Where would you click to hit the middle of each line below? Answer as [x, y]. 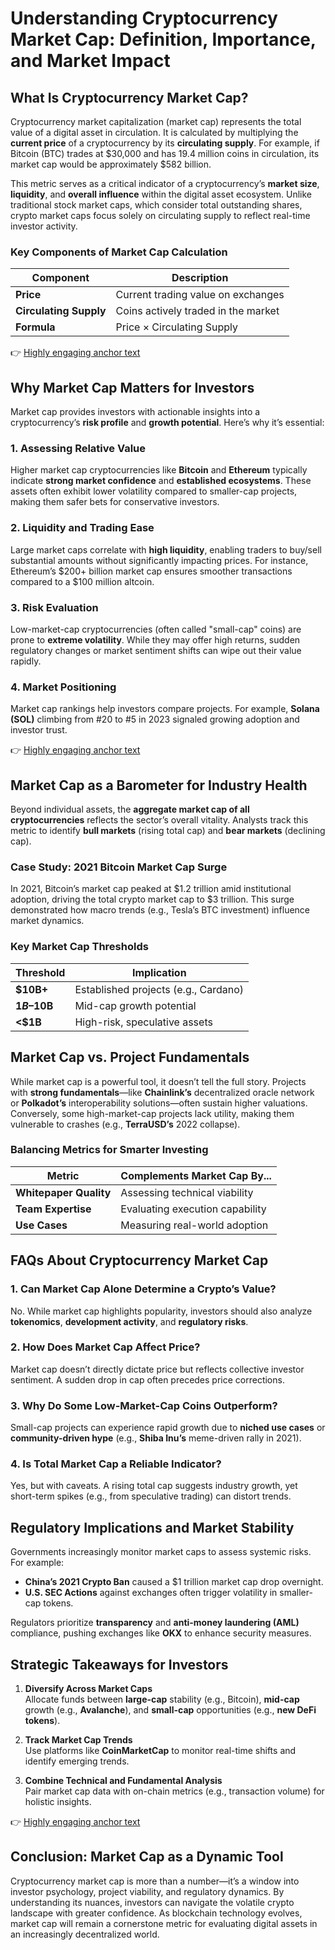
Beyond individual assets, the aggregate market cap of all [130, 809]
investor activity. [44, 226]
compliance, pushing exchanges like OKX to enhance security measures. [161, 1633]
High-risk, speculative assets [143, 1022]
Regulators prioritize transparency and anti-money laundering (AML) [155, 1623]
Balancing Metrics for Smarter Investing [109, 1150]
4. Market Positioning [63, 687]
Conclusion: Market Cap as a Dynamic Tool [147, 1857]
